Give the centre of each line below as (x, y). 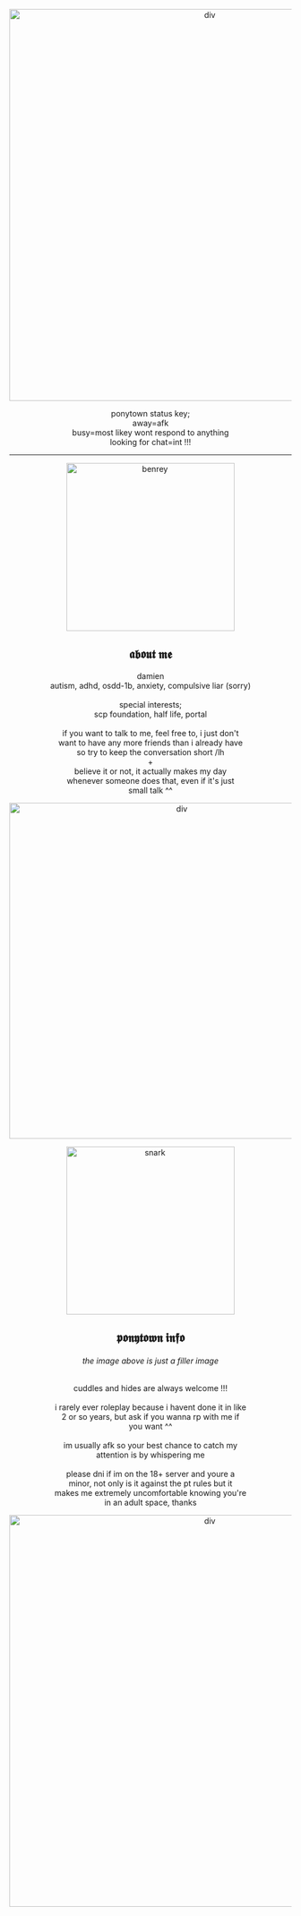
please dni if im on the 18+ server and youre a (150, 1474)
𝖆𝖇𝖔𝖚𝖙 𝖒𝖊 (150, 654)
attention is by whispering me (150, 1455)
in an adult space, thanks (150, 1503)
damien (150, 675)
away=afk (150, 423)
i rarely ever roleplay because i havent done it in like (150, 1407)
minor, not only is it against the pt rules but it (150, 1483)
